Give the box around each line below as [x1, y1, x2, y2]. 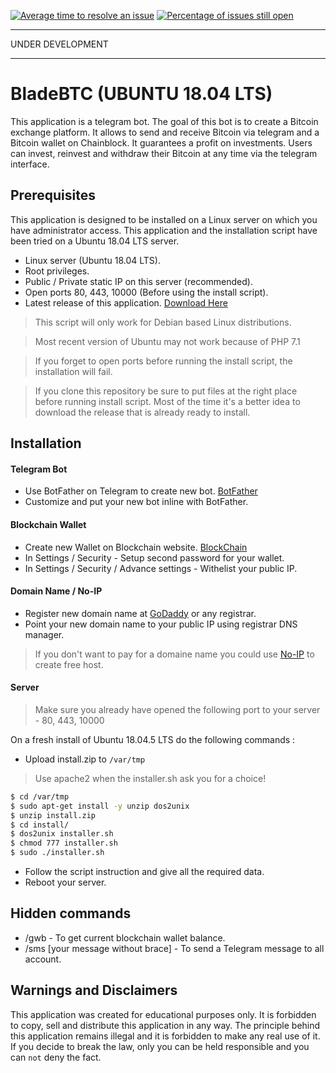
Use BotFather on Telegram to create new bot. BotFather [24, 485, 258, 497]
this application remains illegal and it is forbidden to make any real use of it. [10, 1030, 321, 1042]
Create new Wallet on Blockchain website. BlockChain [24, 541, 248, 553]
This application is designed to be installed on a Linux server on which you [10, 213, 318, 225]
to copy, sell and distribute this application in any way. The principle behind [10, 1019, 321, 1031]
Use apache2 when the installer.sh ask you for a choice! [34, 772, 267, 784]
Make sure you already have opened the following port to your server [34, 703, 321, 715]
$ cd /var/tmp [10, 791, 70, 802]
